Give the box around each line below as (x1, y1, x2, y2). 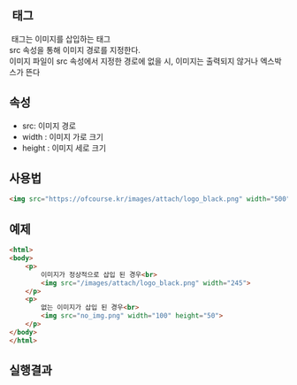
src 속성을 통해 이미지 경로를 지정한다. (9, 44, 141, 55)
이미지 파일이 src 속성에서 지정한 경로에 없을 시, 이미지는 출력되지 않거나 (9, 56, 259, 66)
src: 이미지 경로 (21, 120, 77, 131)
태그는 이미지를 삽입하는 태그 (11, 34, 111, 44)
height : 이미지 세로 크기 (21, 142, 107, 153)
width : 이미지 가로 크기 (21, 131, 104, 142)
